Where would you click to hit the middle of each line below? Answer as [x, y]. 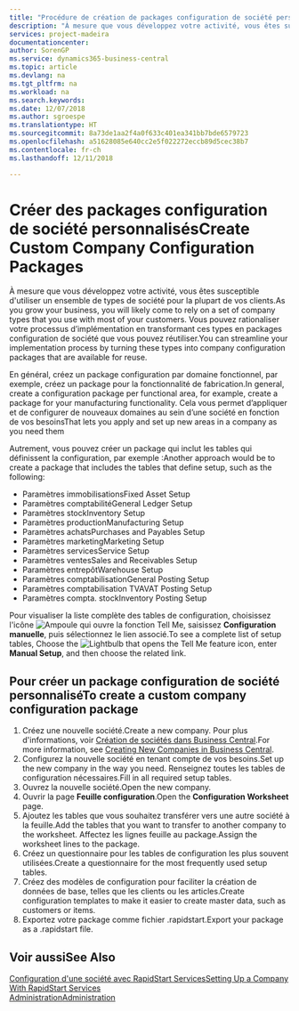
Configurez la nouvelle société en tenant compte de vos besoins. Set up [153, 759]
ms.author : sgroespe [48, 117]
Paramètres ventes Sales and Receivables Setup [109, 561]
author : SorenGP [39, 51]
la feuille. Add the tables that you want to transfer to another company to [154, 825]
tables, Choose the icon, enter [143, 644]
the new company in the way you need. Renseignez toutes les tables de [154, 768]
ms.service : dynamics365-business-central [89, 59]
